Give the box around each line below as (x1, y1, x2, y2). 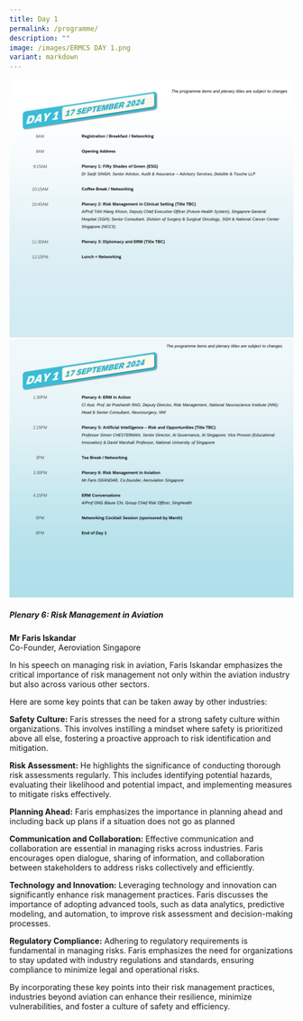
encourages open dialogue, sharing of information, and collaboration (9, 852, 265, 863)
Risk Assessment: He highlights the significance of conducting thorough (9, 759, 281, 771)
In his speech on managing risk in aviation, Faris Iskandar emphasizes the (9, 659, 283, 670)
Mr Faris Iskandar (9, 632, 77, 643)
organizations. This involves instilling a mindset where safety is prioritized (9, 723, 283, 734)
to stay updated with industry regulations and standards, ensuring (9, 954, 254, 965)
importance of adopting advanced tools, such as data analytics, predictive (9, 898, 286, 909)
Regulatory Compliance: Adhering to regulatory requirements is (9, 935, 248, 946)
